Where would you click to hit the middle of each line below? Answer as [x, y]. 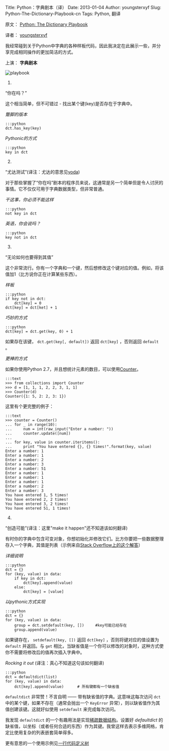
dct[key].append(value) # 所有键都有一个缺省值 [67, 687]
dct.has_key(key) [23, 128]
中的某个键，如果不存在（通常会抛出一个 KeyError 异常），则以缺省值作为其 [83, 703]
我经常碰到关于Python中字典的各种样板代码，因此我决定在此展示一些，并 [81, 46]
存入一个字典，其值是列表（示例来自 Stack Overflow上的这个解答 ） [74, 545]
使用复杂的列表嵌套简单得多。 [45, 732]
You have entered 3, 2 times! [37, 504]
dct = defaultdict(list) [31, 677]
